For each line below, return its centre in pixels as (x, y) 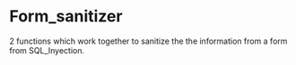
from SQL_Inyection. (47, 50)
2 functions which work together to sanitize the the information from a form (148, 41)
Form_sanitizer (66, 16)
